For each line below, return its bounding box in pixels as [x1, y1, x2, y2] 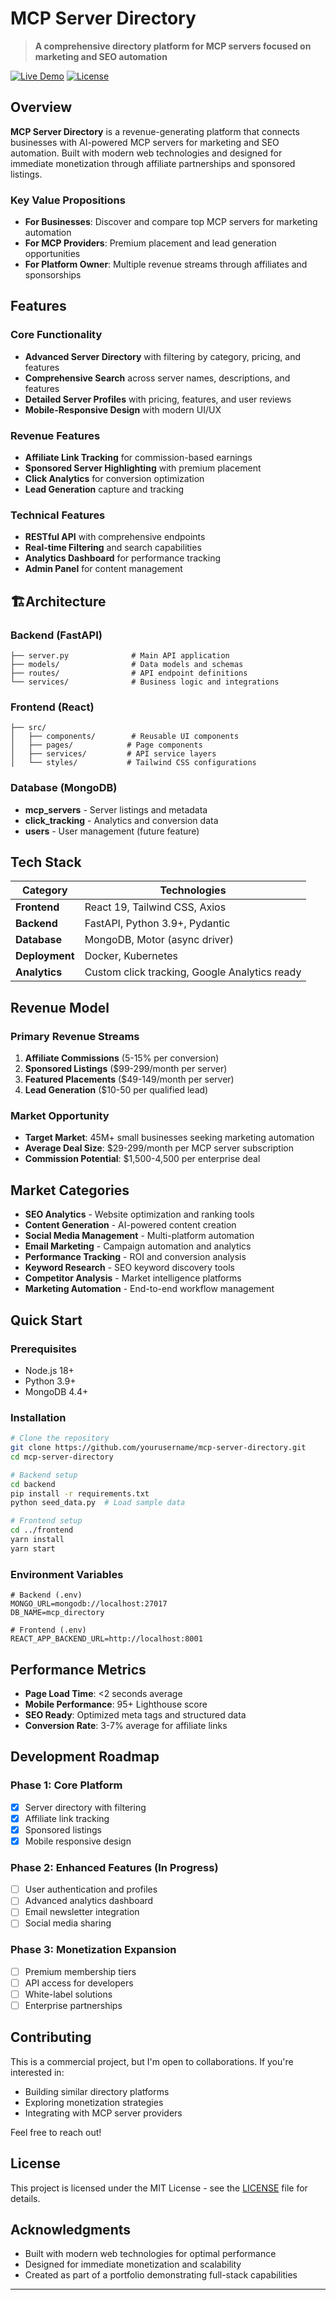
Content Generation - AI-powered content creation [24, 1219, 237, 1231]
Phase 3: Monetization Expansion [10, 1943, 177, 1957]
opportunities [24, 248, 81, 260]
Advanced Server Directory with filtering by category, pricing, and [24, 350, 302, 362]
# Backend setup [10, 1470, 78, 1480]
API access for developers [24, 1977, 134, 1989]
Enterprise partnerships [24, 1999, 123, 2011]
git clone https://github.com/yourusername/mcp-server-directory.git [10, 1443, 307, 1453]
